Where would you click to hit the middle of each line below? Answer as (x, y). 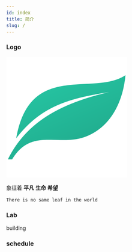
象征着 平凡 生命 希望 (32, 188)
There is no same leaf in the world (52, 200)
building (16, 228)
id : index (19, 13)
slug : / (16, 25)
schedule (20, 244)
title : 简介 (20, 19)
